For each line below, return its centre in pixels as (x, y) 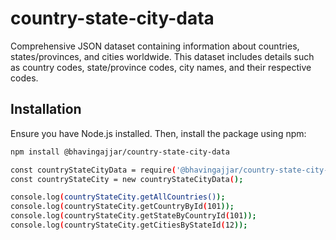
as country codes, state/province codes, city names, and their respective (161, 67)
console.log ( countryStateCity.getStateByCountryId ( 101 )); (133, 216)
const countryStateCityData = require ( (93, 170)
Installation (46, 109)
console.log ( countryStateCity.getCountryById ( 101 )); (122, 207)
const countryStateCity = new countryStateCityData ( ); (127, 179)
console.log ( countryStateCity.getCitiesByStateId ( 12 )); (129, 225)
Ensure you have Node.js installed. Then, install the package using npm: (158, 133)
